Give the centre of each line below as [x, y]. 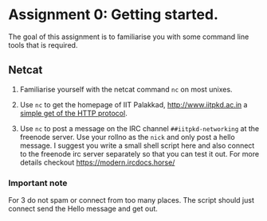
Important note [38, 183]
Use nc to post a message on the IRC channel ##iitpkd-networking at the [139, 128]
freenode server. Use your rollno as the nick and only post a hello [127, 137]
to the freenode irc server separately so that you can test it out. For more [139, 153]
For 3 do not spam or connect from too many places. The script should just [132, 200]
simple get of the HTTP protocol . [73, 113]
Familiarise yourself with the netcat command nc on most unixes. [126, 89]
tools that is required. [43, 45]
